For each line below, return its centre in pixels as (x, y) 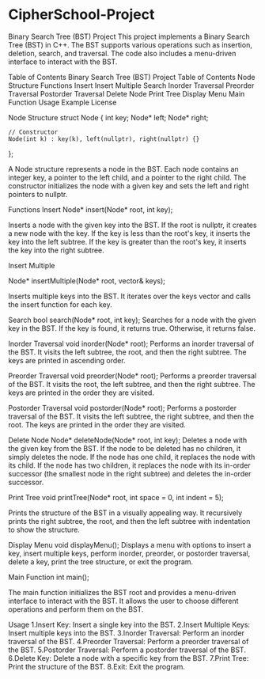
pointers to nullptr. (38, 194)
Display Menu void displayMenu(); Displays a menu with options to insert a (130, 544)
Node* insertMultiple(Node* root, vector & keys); (87, 281)
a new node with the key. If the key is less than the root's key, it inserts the (129, 233)
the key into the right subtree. (56, 250)
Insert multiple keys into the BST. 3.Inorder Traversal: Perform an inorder (127, 633)
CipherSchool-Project (81, 15)
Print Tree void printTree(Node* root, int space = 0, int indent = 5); (116, 497)
